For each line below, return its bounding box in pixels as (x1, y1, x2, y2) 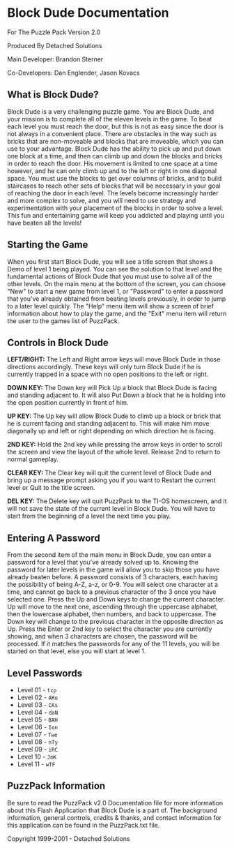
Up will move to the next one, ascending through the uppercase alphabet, (7, 602, 218, 611)
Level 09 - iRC (17, 745, 58, 753)
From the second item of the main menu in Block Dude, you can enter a (7, 551, 212, 559)
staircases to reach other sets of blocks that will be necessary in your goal (7, 181, 221, 190)
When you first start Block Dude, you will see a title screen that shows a (7, 257, 213, 266)
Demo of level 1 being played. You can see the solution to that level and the (7, 264, 223, 273)
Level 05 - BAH (17, 715, 58, 724)
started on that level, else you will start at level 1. (7, 647, 146, 655)
